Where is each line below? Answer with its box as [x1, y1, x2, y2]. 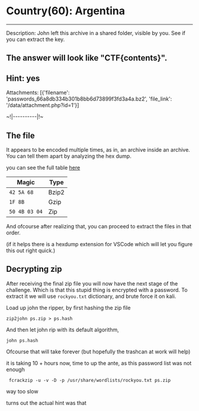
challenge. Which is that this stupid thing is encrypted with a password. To [6, 286, 188, 293]
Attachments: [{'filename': [6, 89, 70, 96]
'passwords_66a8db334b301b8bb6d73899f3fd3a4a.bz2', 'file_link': [6, 95, 172, 102]
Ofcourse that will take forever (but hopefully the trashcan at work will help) [6, 348, 191, 355]
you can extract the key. [6, 36, 65, 43]
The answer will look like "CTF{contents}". [6, 53, 168, 63]
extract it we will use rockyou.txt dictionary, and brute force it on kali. [6, 293, 176, 300]
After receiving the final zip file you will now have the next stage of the [6, 280, 178, 287]
